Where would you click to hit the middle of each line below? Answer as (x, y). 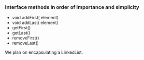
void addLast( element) (35, 23)
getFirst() (21, 28)
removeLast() (25, 43)
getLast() (21, 33)
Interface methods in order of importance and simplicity (72, 7)
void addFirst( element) (35, 18)
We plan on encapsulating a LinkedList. (44, 52)
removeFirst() (26, 38)
